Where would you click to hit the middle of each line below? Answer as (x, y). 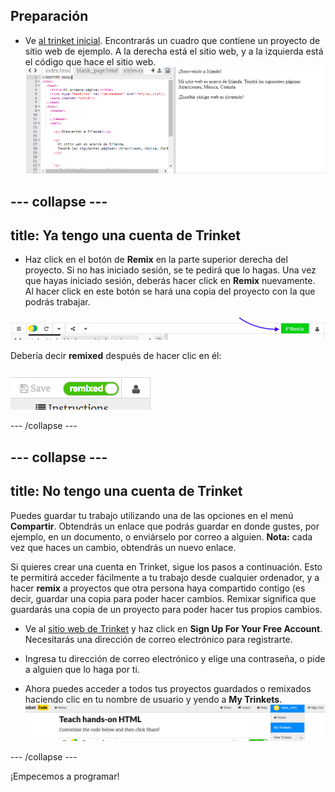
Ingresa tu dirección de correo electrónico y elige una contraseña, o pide (175, 658)
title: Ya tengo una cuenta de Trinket (126, 235)
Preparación (49, 16)
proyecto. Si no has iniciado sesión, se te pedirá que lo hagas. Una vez (170, 270)
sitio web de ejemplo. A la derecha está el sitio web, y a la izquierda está (174, 51)
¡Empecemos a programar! (65, 776)
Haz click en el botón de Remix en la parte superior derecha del (156, 260)
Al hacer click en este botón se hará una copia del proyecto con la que (170, 291)
